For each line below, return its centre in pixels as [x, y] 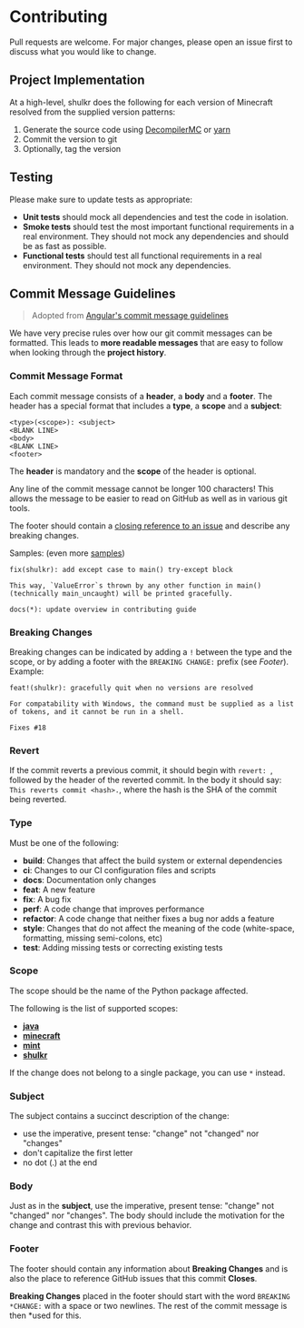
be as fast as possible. [64, 246]
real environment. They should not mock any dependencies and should [155, 236]
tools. [20, 508]
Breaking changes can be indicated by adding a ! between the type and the [151, 651]
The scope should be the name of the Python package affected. [129, 991]
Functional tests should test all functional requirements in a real [142, 256]
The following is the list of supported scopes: [94, 1008]
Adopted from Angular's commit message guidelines [130, 316]
